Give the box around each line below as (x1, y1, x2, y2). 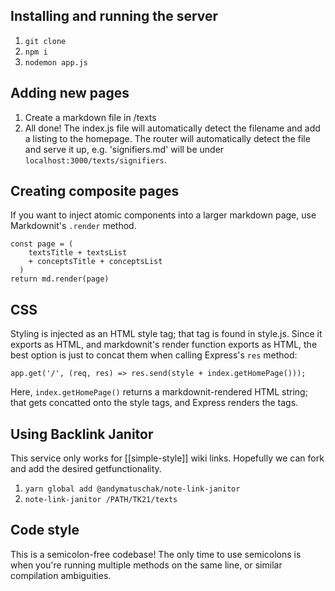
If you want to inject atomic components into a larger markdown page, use (10, 209, 317, 221)
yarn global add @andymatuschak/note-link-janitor (24, 484, 241, 494)
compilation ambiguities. (10, 569, 112, 581)
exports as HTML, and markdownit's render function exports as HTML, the (10, 339, 318, 351)
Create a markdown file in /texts (24, 111, 157, 123)
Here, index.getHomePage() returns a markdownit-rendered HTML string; (10, 386, 308, 398)
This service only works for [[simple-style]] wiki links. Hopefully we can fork (10, 452, 325, 464)
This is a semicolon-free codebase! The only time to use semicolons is (10, 548, 302, 560)
